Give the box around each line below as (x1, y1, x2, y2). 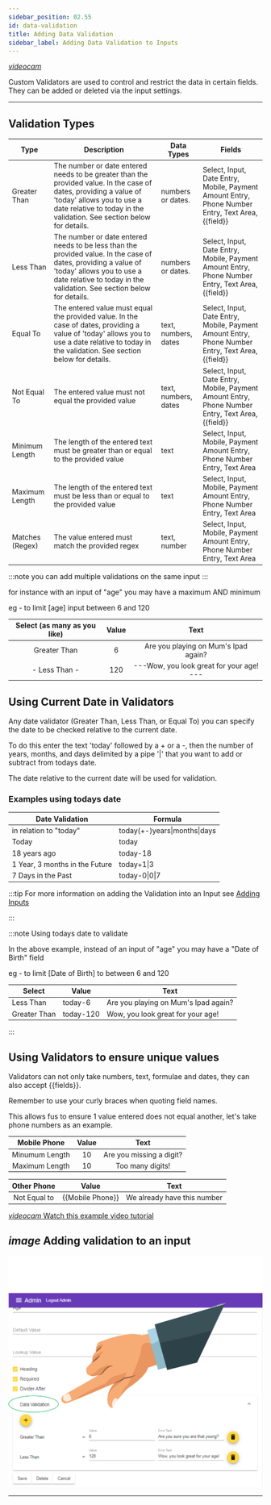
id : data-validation (8, 21, 78, 30)
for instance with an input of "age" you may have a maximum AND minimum (8, 587, 261, 597)
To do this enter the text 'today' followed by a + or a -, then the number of (8, 740, 254, 750)
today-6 (62, 998, 91, 1007)
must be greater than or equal (53, 445, 152, 455)
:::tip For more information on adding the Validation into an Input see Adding (8, 888, 261, 898)
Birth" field (8, 953, 44, 962)
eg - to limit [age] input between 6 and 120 (8, 602, 151, 612)
